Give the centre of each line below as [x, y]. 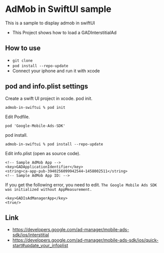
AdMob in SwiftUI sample [58, 9]
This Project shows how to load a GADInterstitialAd [64, 32]
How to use [23, 48]
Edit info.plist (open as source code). [43, 153]
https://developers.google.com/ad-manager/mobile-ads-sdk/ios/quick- [85, 240]
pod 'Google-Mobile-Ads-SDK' [35, 126]
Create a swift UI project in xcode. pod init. [49, 98]
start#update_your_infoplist [40, 246]
